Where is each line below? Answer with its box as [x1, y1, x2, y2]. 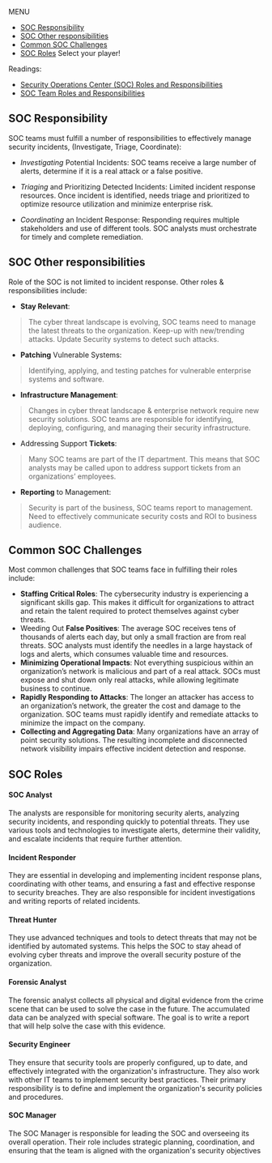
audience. [28, 520, 62, 530]
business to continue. [19, 684, 92, 693]
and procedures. [8, 1092, 64, 1101]
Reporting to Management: [19, 487, 112, 496]
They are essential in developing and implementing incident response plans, [8, 871, 262, 880]
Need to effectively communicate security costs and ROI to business [28, 511, 257, 521]
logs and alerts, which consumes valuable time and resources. [19, 650, 229, 659]
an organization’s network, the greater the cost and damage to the [19, 701, 241, 711]
